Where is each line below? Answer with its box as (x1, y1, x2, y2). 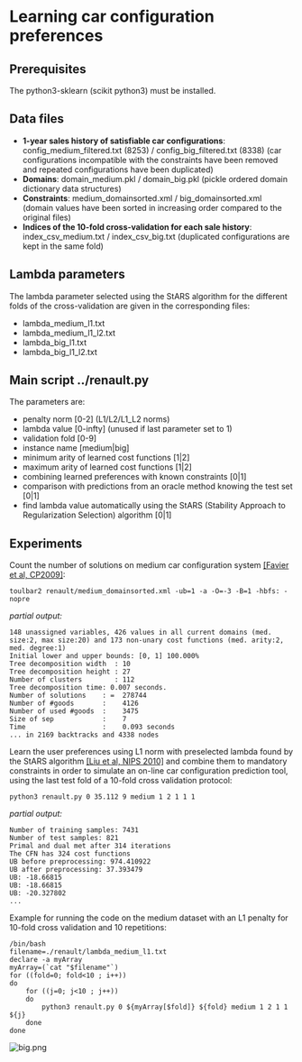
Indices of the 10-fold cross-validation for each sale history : (22, 221, 252, 232)
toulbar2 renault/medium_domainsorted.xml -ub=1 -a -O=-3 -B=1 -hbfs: (9, 587, 280, 596)
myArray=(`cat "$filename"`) (9, 963, 119, 973)
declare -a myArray (9, 956, 83, 965)
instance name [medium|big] (22, 443, 130, 453)
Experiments (9, 536, 83, 551)
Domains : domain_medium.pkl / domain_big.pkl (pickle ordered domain (22, 173, 288, 184)
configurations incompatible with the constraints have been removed (22, 154, 279, 165)
